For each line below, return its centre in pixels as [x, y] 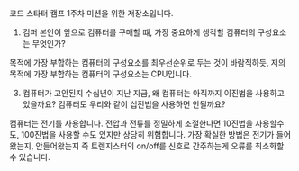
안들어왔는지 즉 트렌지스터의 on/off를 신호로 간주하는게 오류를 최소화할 [160, 146]
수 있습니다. [30, 157]
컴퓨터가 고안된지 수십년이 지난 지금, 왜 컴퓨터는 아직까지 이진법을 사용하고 [154, 93]
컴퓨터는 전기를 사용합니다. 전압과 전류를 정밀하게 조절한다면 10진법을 [131, 123]
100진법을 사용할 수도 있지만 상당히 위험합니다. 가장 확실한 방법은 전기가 [148, 135]
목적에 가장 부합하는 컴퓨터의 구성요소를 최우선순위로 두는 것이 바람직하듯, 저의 [148, 63]
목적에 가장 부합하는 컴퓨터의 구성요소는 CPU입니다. [100, 74]
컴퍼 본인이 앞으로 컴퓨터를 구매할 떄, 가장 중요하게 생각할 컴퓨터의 [139, 32]
